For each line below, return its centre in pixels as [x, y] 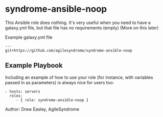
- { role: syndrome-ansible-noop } [52, 100]
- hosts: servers [23, 92]
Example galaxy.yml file [29, 37]
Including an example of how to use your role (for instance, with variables [79, 77]
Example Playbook [34, 65]
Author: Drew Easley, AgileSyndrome [42, 109]
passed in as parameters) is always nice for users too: [59, 82]
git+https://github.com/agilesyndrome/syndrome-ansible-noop [69, 50]
